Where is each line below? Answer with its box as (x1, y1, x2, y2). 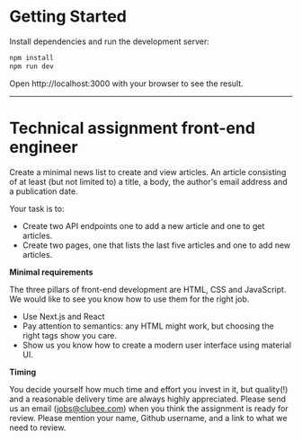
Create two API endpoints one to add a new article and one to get (22, 220, 265, 231)
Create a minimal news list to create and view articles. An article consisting (9, 166, 287, 177)
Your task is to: (9, 203, 65, 214)
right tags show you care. (22, 330, 118, 340)
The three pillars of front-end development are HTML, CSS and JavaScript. (9, 284, 287, 295)
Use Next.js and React (22, 311, 105, 321)
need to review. (9, 422, 67, 433)
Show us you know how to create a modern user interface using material (22, 339, 292, 350)
